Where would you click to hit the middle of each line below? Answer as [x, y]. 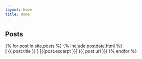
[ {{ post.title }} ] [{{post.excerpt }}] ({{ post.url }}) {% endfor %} [71, 51]
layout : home [19, 10]
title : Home [17, 14]
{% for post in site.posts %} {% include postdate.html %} [64, 46]
